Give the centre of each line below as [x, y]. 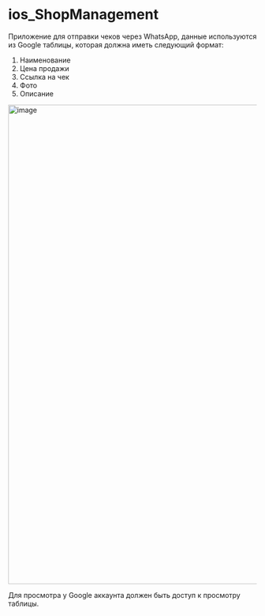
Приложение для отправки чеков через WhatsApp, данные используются [132, 36]
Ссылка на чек [44, 77]
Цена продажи [44, 68]
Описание [36, 93]
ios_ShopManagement [84, 15]
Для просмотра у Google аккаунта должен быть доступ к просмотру [124, 595]
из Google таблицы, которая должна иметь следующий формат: [116, 44]
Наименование [45, 60]
